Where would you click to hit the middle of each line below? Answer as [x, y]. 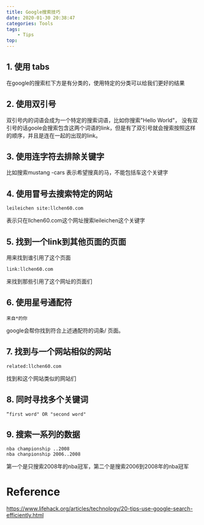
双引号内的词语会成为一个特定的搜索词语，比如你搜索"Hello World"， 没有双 [102, 120]
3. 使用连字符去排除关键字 [55, 157]
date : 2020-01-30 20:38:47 [41, 18]
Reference [33, 492]
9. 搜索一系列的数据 [43, 434]
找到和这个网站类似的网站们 [41, 378]
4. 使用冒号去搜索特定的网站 [59, 194]
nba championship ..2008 [38, 449]
